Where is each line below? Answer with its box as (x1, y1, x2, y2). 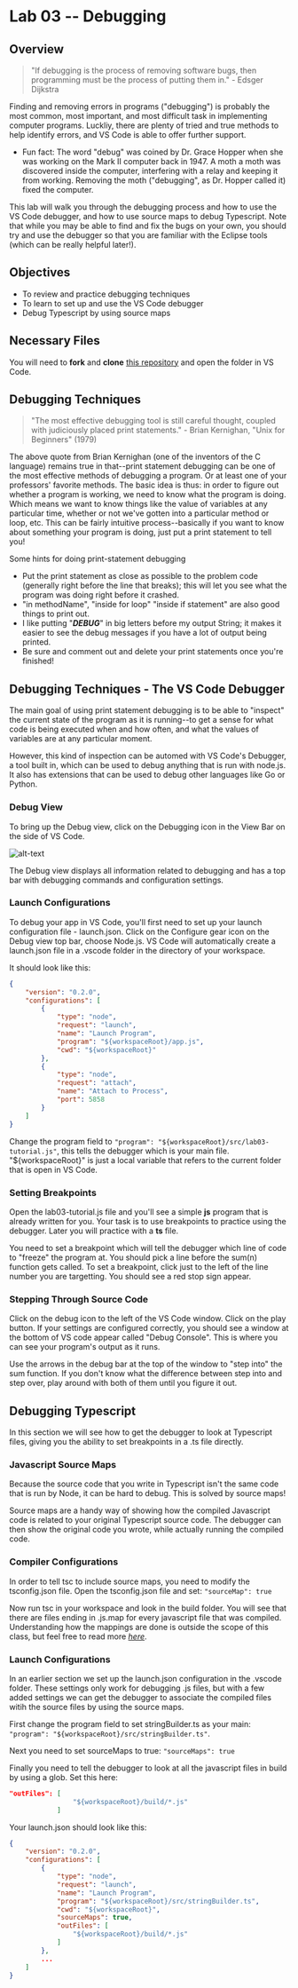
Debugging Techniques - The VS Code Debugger (9, 681, 286, 696)
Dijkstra (30, 84, 59, 94)
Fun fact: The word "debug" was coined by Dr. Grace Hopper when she (21, 147, 284, 157)
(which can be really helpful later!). (9, 240, 137, 249)
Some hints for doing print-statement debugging (9, 553, 186, 565)
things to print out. (21, 608, 90, 619)
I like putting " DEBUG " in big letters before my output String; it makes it (21, 618, 282, 629)
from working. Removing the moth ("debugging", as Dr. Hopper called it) (21, 175, 286, 186)
